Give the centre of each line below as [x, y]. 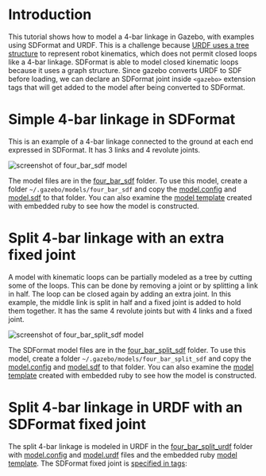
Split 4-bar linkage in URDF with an [125, 408]
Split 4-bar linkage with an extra [116, 238]
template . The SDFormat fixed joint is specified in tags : [98, 463]
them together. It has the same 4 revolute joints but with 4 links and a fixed [130, 311]
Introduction [50, 15]
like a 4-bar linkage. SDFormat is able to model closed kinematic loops [123, 62]
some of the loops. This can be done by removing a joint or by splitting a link [133, 285]
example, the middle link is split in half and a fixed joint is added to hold [125, 302]
